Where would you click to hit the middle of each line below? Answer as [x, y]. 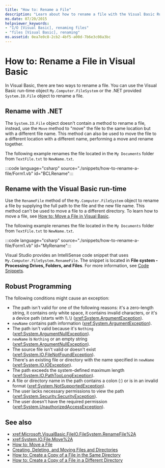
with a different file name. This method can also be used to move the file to [81, 134]
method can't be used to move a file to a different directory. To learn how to [82, 211]
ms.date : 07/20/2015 [26, 19]
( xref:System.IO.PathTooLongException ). [53, 376]
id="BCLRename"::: [54, 173]
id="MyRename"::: [53, 246]
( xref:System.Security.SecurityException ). [55, 396]
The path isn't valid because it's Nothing [53, 329]
